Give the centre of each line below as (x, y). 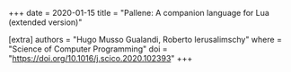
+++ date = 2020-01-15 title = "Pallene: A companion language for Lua (139, 13)
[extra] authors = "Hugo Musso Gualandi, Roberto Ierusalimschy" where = (145, 40)
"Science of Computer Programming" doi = (88, 49)
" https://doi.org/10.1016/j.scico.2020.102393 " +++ (101, 58)
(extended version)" (45, 22)
